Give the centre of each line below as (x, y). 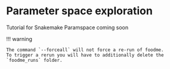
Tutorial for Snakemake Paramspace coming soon (67, 27)
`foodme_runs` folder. (34, 60)
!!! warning (19, 39)
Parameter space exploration (80, 11)
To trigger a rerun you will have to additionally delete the (85, 55)
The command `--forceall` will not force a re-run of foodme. (85, 50)
